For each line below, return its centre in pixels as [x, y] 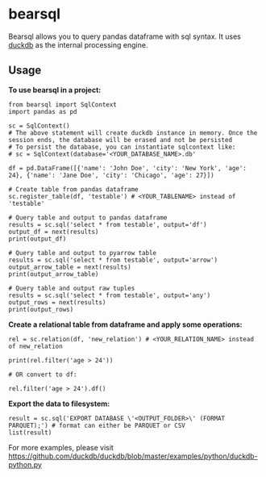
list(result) [30, 433]
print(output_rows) [41, 309]
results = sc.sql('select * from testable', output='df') [108, 224]
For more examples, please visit [61, 447]
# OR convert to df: [43, 374]
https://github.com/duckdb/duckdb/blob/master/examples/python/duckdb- [133, 456]
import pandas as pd [43, 111]
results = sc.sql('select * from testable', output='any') [110, 295]
